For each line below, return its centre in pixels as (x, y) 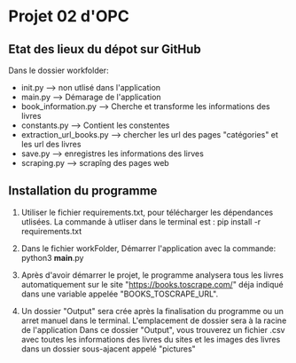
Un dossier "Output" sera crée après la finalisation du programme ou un (152, 311)
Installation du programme (83, 191)
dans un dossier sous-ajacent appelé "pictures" (108, 349)
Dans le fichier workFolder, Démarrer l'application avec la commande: (148, 248)
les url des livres (51, 144)
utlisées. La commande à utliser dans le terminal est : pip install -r (141, 221)
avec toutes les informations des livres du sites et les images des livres (151, 339)
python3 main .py (52, 257)
